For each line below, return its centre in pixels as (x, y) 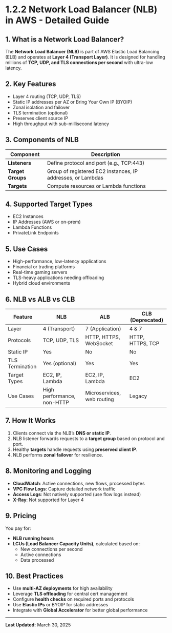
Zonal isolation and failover (41, 107)
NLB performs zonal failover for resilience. (58, 454)
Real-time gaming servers (40, 272)
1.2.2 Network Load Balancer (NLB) (81, 9)
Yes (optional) (60, 364)
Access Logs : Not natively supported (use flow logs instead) (77, 494)
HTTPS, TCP (144, 344)
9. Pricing (21, 516)
